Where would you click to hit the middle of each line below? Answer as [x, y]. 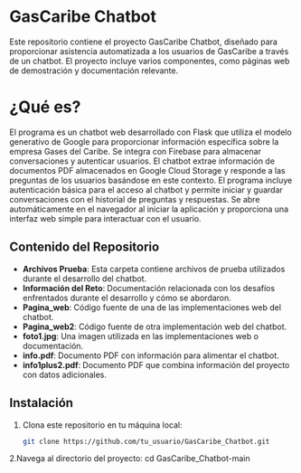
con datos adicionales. [64, 374]
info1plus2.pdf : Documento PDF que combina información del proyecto [156, 364]
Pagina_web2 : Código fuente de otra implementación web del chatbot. [155, 326]
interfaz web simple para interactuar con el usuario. [105, 218]
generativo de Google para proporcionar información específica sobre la [144, 141]
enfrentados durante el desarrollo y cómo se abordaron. [127, 298]
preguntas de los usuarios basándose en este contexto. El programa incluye [151, 180]
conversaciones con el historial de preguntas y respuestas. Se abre [135, 199]
